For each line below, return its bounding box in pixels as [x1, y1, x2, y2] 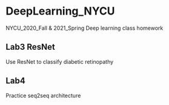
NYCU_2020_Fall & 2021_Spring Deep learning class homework [5, 24, 164, 32]
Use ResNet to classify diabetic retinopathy [5, 58, 114, 65]
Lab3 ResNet [5, 42, 55, 52]
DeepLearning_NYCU [5, 4, 116, 18]
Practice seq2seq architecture [5, 92, 81, 99]
